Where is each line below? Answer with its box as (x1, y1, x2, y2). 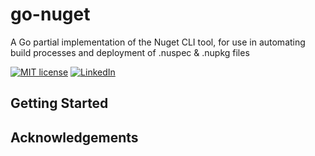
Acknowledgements (10, 129, 139, 146)
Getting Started (10, 95, 109, 112)
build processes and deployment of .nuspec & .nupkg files (10, 46, 250, 58)
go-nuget (10, 3, 91, 26)
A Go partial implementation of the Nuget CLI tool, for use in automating (10, 36, 306, 48)
